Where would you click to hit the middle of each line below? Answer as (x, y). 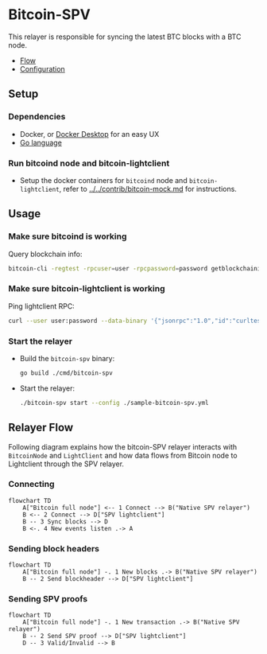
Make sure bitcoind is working (68, 236)
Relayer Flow (41, 428)
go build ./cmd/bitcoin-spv (66, 373)
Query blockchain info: (45, 254)
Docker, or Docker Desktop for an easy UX (89, 134)
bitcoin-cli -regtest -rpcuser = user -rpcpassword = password (108, 268)
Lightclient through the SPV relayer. (66, 464)
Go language (41, 142)
